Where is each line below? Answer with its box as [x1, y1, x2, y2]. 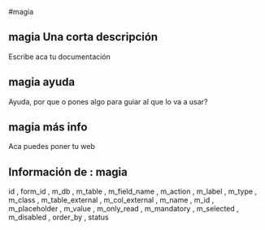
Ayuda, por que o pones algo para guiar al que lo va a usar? [8, 96, 208, 106]
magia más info [8, 121, 88, 134]
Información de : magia [8, 165, 128, 179]
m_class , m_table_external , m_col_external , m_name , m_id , [8, 195, 215, 205]
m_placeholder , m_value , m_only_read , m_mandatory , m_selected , [8, 204, 240, 214]
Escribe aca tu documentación [8, 52, 111, 62]
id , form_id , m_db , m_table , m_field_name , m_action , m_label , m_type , [8, 186, 258, 197]
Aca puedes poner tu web [8, 142, 96, 151]
